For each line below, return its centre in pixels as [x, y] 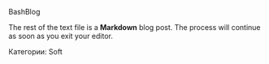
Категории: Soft [35, 51]
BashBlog [24, 12]
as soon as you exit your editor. [61, 36]
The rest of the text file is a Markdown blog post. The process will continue [134, 27]
